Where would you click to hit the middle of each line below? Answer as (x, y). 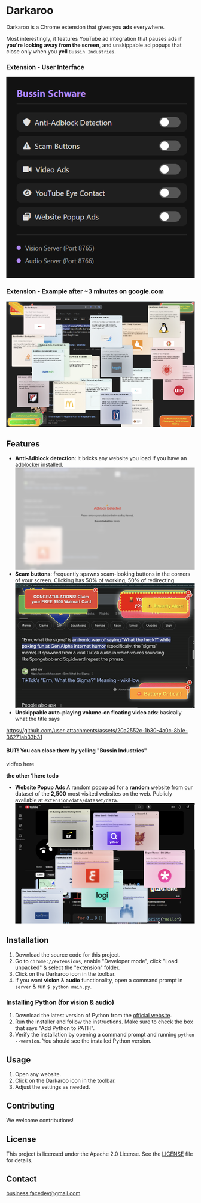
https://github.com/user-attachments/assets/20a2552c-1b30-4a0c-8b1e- (97, 730)
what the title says (37, 719)
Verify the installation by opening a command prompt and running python (104, 1035)
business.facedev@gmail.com (43, 1193)
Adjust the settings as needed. (52, 1087)
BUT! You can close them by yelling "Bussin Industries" (77, 751)
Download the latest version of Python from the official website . (93, 1016)
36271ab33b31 (25, 737)
